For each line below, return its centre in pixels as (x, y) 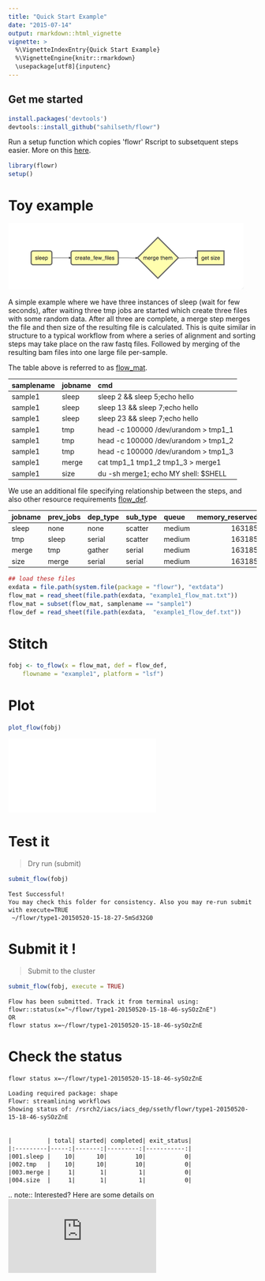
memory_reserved (228, 517)
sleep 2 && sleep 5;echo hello (146, 396)
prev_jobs (64, 517)
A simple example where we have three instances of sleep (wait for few (124, 302)
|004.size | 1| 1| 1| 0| (100, 1180)
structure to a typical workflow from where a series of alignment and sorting (132, 336)
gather (98, 550)
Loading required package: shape (63, 1093)
